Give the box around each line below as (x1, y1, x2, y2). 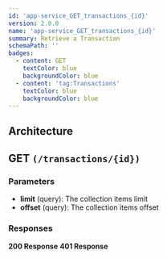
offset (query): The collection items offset (19, 203, 159, 212)
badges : (8, 49, 35, 57)
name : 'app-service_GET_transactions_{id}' (8, 27, 157, 35)
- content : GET (15, 57, 67, 65)
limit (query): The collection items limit (19, 194, 149, 204)
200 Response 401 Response (8, 241, 108, 251)
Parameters (8, 175, 55, 186)
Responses (8, 223, 54, 234)
